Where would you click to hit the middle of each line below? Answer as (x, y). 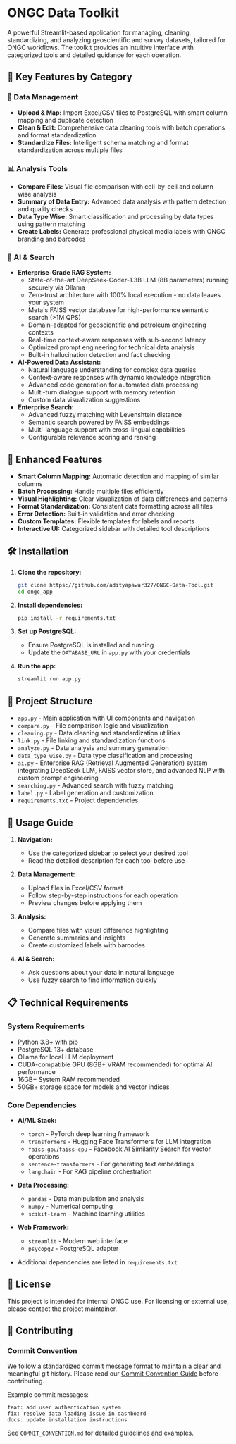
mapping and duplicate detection (66, 120)
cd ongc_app (35, 592)
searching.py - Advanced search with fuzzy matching (95, 785)
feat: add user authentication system (64, 1408)
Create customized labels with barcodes (87, 945)
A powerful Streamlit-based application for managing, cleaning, (99, 32)
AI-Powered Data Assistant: (59, 362)
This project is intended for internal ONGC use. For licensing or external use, (118, 1301)
